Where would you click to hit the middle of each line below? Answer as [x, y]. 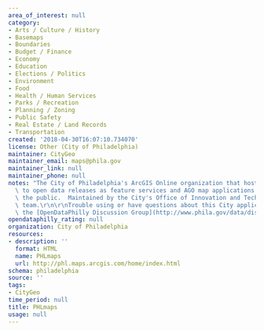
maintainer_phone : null [47, 176]
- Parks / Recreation [44, 103]
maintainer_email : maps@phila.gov [65, 162]
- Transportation [37, 132]
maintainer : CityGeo [42, 154]
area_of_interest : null [47, 15]
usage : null [27, 315]
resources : [26, 235]
